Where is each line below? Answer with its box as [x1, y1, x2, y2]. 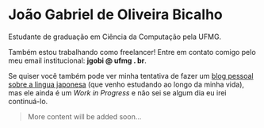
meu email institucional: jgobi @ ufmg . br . [8, 56, 147, 65]
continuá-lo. [8, 96, 48, 106]
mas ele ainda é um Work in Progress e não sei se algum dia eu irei [8, 87, 227, 97]
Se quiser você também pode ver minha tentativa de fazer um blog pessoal [8, 71, 254, 80]
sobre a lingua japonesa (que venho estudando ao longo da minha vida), [8, 80, 244, 89]
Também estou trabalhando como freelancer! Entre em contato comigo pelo [8, 47, 256, 56]
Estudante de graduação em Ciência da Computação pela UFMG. [8, 32, 222, 41]
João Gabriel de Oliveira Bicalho [8, 6, 224, 24]
